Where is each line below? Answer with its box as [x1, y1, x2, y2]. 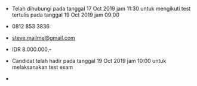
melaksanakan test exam [11, 63, 73, 71]
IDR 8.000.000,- [11, 46, 52, 53]
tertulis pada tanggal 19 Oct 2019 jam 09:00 [11, 11, 119, 18]
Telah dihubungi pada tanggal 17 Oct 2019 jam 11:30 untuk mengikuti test [11, 5, 191, 12]
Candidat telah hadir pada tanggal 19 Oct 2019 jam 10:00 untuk [11, 58, 167, 64]
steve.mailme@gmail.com [11, 34, 76, 41]
